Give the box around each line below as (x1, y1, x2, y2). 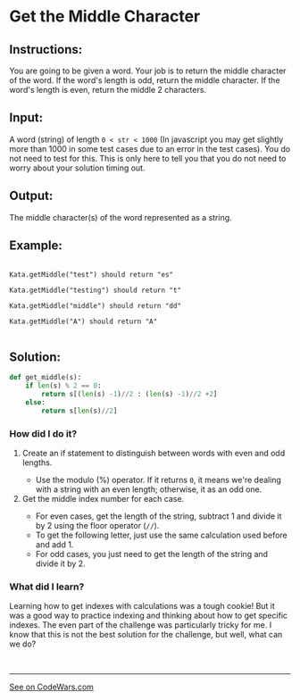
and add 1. (35, 538, 74, 550)
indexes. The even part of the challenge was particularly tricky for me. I (9, 620, 272, 630)
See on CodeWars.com (9, 681, 94, 693)
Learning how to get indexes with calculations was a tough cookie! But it (9, 601, 275, 612)
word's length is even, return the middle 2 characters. (9, 85, 207, 95)
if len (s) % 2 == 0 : (25, 381, 102, 390)
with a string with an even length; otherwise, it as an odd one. (35, 484, 262, 495)
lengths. (21, 457, 53, 468)
